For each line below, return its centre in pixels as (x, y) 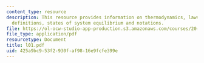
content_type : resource (36, 12)
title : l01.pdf (25, 46)
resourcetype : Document (36, 40)
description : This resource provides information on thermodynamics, (96, 17)
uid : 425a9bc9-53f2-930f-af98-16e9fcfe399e (62, 51)
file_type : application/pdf (42, 34)
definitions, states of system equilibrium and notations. (88, 23)
